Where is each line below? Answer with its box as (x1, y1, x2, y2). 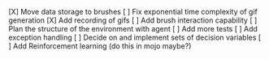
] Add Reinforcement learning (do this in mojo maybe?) (8, 41, 192, 51)
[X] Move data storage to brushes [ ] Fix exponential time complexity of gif (8, 7, 258, 16)
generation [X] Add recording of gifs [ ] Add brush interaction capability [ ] (8, 15, 258, 25)
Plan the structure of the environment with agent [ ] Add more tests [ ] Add (8, 24, 258, 33)
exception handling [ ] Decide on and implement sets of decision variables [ (8, 32, 262, 42)
